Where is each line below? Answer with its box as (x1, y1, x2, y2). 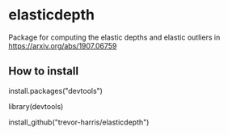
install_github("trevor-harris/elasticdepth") (8, 117, 150, 127)
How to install (8, 65, 79, 78)
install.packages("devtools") (8, 86, 103, 95)
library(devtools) (8, 101, 64, 111)
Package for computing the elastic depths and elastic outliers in (8, 32, 221, 42)
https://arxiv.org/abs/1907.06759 (8, 40, 117, 50)
